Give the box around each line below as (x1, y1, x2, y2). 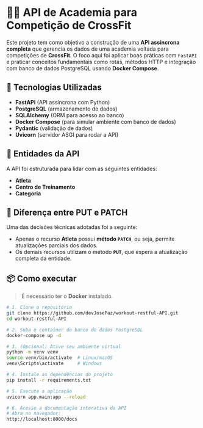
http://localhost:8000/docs (6, 416, 78, 423)
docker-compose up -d (6, 332, 62, 338)
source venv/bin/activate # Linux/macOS (6, 355, 113, 361)
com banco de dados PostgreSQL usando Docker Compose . (6, 64, 159, 72)
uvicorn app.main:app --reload (6, 394, 86, 400)
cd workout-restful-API (6, 316, 67, 322)
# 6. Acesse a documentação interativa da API (6, 405, 127, 411)
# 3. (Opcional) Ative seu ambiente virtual (6, 343, 121, 350)
